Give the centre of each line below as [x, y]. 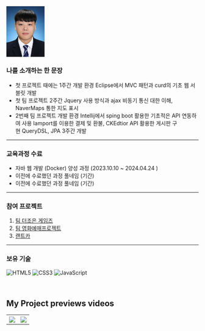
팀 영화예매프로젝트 [38, 228]
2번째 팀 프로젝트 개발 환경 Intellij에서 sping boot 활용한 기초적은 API [98, 116]
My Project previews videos [60, 303]
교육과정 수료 [24, 153]
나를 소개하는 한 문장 [34, 71]
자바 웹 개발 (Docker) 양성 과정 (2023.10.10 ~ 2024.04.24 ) [87, 168]
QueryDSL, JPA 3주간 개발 [54, 131]
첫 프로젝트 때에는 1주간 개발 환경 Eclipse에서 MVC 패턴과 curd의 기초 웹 [102, 85]
